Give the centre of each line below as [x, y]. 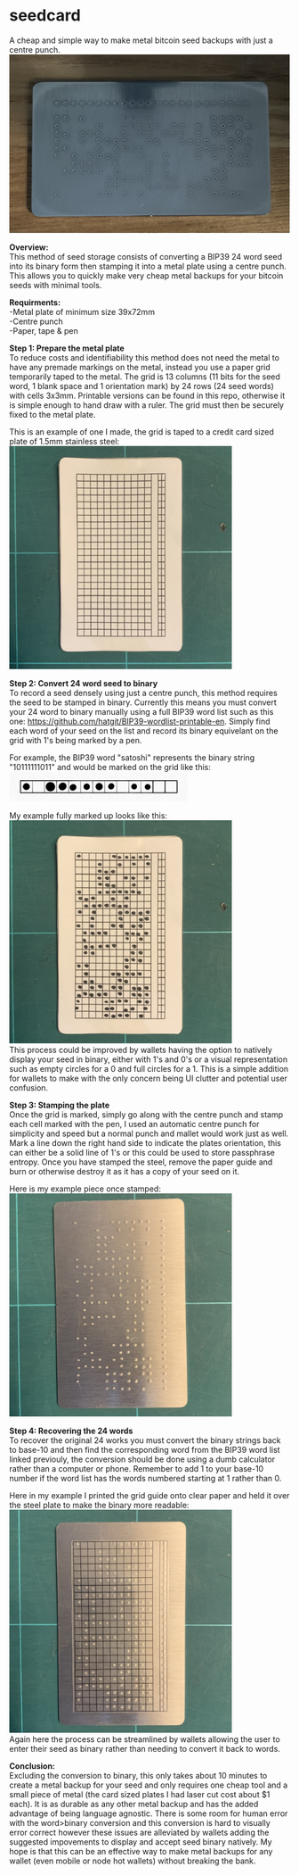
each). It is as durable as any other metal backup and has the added [134, 1804]
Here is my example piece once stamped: [85, 1189]
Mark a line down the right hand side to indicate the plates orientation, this [145, 1142]
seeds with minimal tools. [56, 285]
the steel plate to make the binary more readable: [99, 1505]
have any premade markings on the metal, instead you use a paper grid [140, 367]
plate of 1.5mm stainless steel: [65, 441]
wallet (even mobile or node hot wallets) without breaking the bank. [133, 1861]
